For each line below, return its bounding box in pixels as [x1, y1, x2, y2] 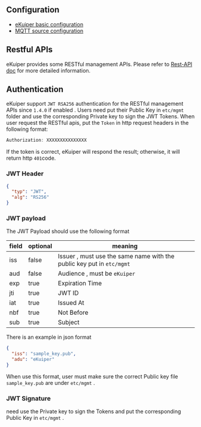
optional [28, 242, 53, 250]
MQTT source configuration [14, 27, 84, 34]
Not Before [57, 309, 89, 317]
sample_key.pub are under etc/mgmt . [6, 379, 95, 386]
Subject [57, 318, 80, 327]
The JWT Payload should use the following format [6, 228, 130, 235]
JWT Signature [6, 394, 51, 402]
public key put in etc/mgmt [57, 259, 130, 268]
